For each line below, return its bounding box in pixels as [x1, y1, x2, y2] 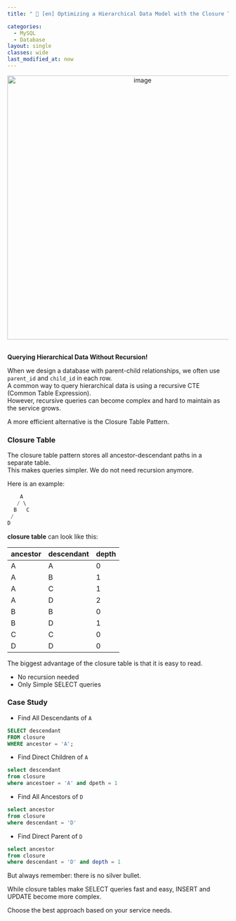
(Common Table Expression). [7, 389, 91, 397]
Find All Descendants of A [17, 713, 92, 722]
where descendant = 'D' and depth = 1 [7, 858, 121, 866]
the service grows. [7, 403, 62, 412]
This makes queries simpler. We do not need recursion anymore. [7, 466, 195, 475]
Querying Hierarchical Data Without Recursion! [7, 353, 148, 361]
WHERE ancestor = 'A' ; [7, 740, 74, 747]
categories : [7, 23, 42, 30]
